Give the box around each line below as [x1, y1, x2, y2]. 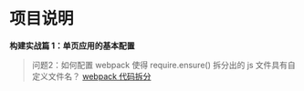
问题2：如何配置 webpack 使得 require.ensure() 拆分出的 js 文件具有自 [31, 59, 297, 70]
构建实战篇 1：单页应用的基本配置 [9, 40, 135, 51]
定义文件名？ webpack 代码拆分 [31, 70, 152, 82]
